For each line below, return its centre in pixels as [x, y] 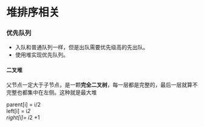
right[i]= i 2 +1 [23, 117]
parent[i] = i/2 [24, 105]
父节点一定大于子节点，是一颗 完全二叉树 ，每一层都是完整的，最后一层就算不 [102, 84]
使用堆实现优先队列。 [42, 55]
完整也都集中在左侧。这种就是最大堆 [52, 92]
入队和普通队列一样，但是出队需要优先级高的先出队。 [82, 47]
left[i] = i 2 [19, 111]
